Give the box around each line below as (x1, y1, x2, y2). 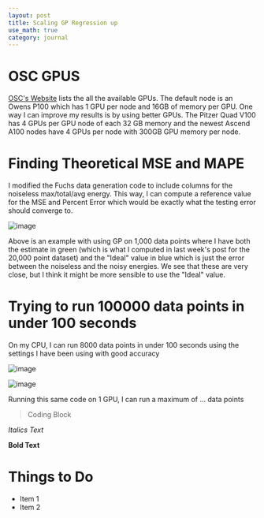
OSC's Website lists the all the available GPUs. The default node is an (8, 94, 233, 103)
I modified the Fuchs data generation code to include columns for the (8, 181, 233, 190)
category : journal (8, 33, 69, 42)
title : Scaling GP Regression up (8, 19, 118, 27)
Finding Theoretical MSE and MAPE (8, 155, 245, 173)
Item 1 (19, 494, 39, 503)
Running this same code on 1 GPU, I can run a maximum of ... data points (8, 395, 244, 404)
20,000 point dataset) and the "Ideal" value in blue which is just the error (8, 253, 245, 263)
